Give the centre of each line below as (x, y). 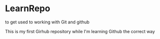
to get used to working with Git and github (47, 22)
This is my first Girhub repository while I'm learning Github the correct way (80, 31)
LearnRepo (28, 9)
